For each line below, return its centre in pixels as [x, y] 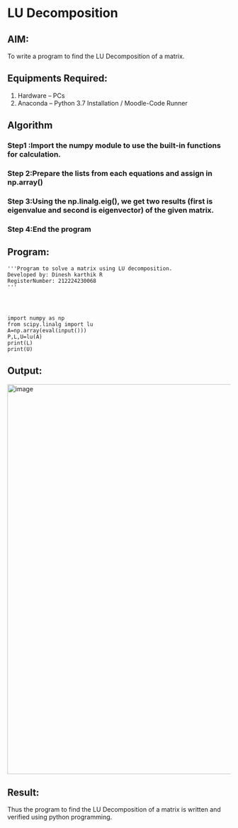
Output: [25, 371]
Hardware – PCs [41, 95]
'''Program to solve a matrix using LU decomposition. [90, 268]
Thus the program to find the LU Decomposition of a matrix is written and [114, 810]
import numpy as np [36, 318]
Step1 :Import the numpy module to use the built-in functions [114, 145]
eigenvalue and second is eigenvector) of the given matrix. [111, 210]
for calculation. [34, 155]
